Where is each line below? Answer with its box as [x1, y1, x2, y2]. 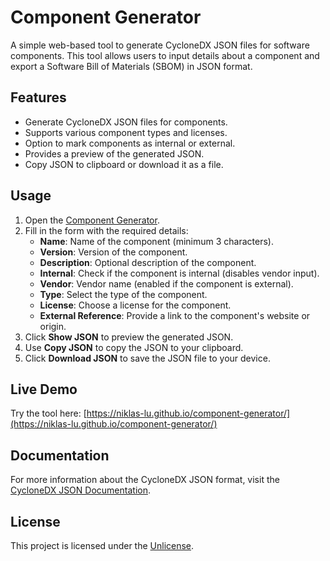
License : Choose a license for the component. [39, 299, 232, 311]
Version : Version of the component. [39, 246, 188, 258]
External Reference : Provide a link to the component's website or [39, 309, 311, 321]
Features [10, 89, 67, 106]
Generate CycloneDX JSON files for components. [24, 116, 228, 128]
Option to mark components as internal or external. [24, 137, 236, 149]
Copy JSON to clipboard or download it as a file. [24, 158, 224, 170]
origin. [39, 320, 67, 332]
